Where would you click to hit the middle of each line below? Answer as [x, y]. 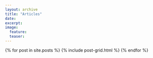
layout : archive [21, 9]
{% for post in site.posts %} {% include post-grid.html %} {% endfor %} [77, 50]
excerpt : [14, 23]
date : [10, 18]
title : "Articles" [23, 14]
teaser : [17, 37]
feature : [18, 32]
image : [12, 28]
